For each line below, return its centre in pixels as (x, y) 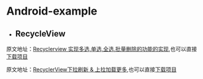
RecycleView (40, 34)
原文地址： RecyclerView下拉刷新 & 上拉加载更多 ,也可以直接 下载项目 (91, 69)
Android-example (52, 11)
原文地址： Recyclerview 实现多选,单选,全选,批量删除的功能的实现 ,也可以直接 (102, 49)
